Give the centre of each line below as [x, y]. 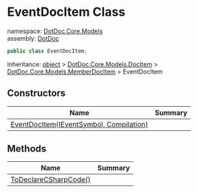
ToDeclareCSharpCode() [51, 180]
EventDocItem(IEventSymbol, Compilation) [79, 124]
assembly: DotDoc [33, 38]
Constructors [36, 93]
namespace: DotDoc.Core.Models [55, 31]
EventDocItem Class [66, 12]
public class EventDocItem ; [47, 51]
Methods [27, 149]
